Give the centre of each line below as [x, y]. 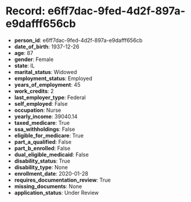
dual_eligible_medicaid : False [51, 154]
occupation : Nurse [38, 110]
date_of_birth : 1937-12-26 [47, 47]
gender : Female [34, 59]
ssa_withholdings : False [44, 129]
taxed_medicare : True [42, 123]
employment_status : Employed [53, 78]
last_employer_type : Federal [50, 97]
